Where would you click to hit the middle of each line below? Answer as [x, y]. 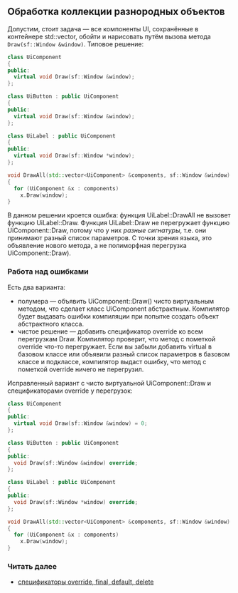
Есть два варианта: [37, 287]
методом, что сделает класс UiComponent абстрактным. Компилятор [123, 309]
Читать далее [32, 567]
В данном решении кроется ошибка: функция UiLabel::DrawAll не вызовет [119, 215]
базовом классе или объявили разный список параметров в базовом [124, 354]
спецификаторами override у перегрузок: [70, 391]
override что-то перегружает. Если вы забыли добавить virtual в [114, 346]
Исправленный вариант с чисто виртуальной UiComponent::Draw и [109, 383]
